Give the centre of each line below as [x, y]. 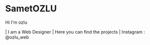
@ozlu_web [17, 37]
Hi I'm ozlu [16, 22]
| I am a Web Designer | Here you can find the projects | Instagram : [75, 32]
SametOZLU [31, 9]
